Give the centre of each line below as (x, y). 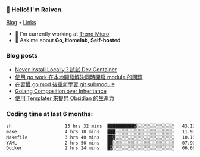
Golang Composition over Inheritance (61, 91)
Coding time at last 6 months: (50, 114)
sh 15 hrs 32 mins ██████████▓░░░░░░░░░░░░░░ (90, 126)
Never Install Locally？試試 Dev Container (66, 69)
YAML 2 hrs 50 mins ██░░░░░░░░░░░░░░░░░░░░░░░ (90, 143)
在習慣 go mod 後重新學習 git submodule (65, 84)
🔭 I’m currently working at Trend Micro (62, 34)
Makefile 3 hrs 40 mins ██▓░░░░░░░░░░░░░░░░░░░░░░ (90, 137)
